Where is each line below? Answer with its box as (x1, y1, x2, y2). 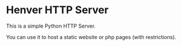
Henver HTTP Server (6, 3, 109, 17)
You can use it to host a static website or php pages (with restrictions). (6, 33, 177, 40)
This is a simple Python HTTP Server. (6, 22, 96, 29)
